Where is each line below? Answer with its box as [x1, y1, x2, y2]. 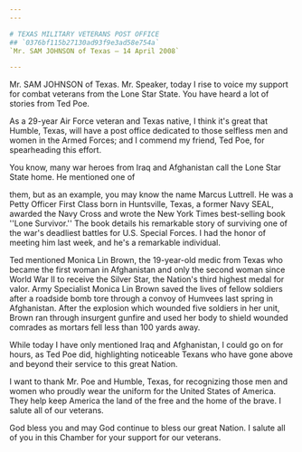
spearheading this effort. [9, 145, 102, 155]
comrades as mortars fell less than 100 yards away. [9, 322, 201, 333]
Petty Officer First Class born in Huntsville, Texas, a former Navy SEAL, [9, 199, 274, 210]
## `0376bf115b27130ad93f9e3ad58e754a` [9, 38, 160, 47]
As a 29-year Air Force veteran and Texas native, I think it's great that [9, 116, 269, 127]
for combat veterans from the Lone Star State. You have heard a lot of [9, 89, 269, 99]
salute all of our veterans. [9, 405, 104, 416]
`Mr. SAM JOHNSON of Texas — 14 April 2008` [9, 46, 180, 55]
